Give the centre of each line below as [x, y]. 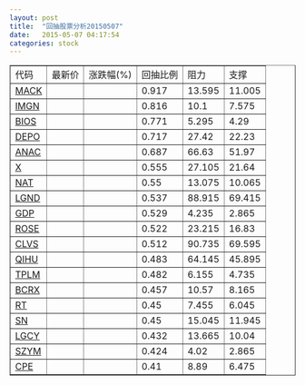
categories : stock [44, 43]
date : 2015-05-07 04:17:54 [64, 35]
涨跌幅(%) [110, 75]
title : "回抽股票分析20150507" [67, 26]
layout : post [34, 18]
